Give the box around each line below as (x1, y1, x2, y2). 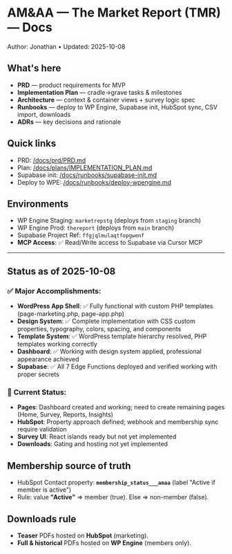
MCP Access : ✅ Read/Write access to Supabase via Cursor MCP (17, 239, 203, 247)
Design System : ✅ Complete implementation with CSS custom (17, 317, 195, 326)
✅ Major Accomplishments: (7, 286, 101, 295)
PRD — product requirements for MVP (17, 81, 126, 89)
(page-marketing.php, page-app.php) (17, 310, 125, 318)
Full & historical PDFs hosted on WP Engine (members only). (17, 538, 192, 547)
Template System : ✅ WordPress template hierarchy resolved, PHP (17, 332, 207, 340)
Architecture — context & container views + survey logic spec (17, 95, 195, 104)
